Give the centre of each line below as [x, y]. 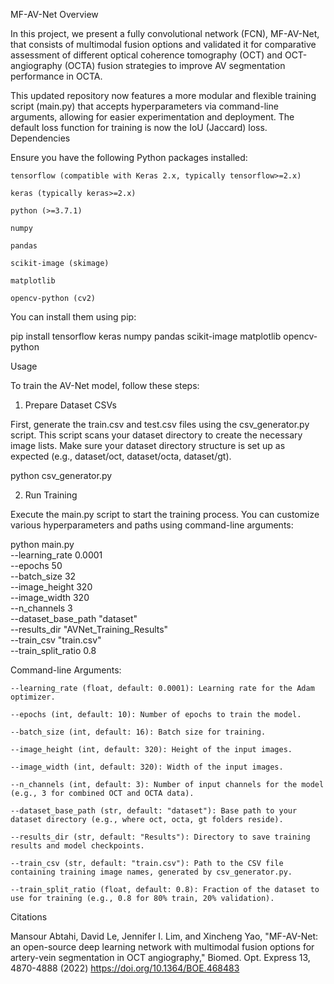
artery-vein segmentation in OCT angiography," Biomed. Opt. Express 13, [160, 957]
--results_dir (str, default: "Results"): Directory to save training [160, 837]
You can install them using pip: [73, 317]
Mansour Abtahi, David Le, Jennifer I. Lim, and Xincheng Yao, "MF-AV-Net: [164, 936]
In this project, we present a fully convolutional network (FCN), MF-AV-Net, [165, 33]
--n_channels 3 [41, 608]
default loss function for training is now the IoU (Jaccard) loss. [139, 127]
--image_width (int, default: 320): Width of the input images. [147, 767]
